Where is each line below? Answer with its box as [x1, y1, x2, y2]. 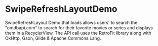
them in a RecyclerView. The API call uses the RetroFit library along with [5, 30, 152, 36]
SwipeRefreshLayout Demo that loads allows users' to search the [5, 20, 138, 25]
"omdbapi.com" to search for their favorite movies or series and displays [5, 24, 153, 30]
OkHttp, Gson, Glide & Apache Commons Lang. [5, 35, 101, 41]
